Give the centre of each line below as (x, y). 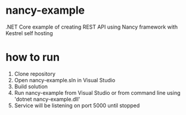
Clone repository (35, 74)
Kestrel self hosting (29, 33)
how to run (33, 57)
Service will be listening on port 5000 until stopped (77, 105)
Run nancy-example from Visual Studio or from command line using (97, 92)
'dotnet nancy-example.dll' (47, 99)
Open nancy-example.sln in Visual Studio (65, 80)
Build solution (31, 86)
